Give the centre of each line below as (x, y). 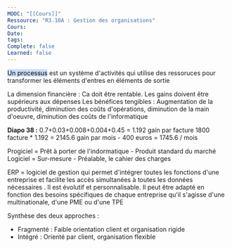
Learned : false (30, 53)
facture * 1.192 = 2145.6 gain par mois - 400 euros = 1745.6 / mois (103, 137)
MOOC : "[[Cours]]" (34, 14)
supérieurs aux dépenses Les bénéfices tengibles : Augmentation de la (110, 101)
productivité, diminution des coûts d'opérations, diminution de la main (108, 109)
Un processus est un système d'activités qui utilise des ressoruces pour (111, 73)
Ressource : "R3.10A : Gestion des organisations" (82, 20)
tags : (15, 40)
